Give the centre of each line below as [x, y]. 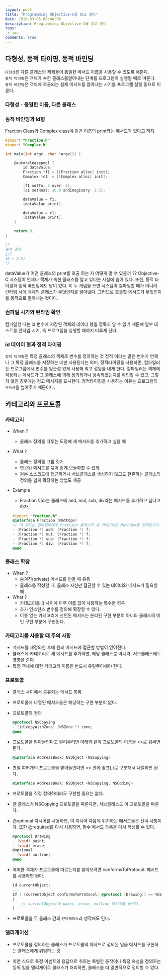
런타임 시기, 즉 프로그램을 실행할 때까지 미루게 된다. [68, 330]
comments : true [21, 38]
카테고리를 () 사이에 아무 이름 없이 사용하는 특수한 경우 [72, 603]
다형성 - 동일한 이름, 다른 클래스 [41, 104]
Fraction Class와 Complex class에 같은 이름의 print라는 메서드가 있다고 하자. [80, 131]
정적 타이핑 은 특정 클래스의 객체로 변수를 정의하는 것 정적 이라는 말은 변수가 [77, 356]
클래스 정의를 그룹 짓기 [42, 461]
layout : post [19, 10]
